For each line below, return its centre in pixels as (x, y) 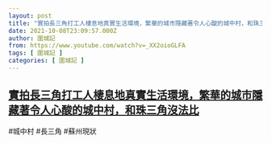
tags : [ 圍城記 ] (35, 53)
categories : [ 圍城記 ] (46, 61)
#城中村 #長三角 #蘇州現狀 (52, 131)
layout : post (30, 16)
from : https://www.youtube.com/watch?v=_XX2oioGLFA (97, 46)
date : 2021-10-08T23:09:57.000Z (63, 31)
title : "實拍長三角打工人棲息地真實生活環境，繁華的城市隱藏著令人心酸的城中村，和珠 (134, 23)
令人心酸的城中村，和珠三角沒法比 (114, 110)
